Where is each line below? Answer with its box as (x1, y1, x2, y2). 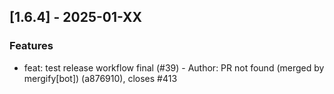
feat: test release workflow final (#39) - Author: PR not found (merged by (23, 61, 325, 74)
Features (9, 39, 54, 53)
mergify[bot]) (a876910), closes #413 (23, 72, 178, 84)
